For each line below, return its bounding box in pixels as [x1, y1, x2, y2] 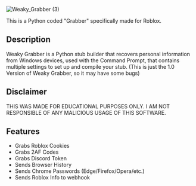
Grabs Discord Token [14, 155, 67, 162]
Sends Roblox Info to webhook [14, 174, 91, 181]
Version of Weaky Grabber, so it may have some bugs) [6, 69, 140, 77]
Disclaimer [6, 87, 47, 97]
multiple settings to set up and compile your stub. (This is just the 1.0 [6, 63, 175, 70]
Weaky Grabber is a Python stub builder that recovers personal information [6, 50, 191, 57]
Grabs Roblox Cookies [14, 142, 70, 150]
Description [6, 35, 51, 45]
